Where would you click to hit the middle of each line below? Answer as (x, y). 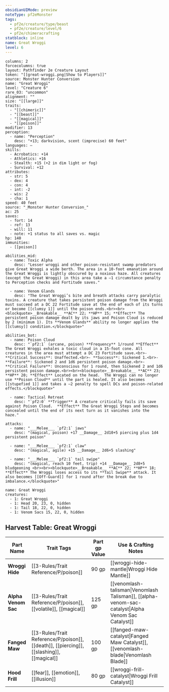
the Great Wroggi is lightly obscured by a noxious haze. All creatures (83, 273)
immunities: (18, 242)
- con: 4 (19, 185)
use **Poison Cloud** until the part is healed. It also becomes (75, 379)
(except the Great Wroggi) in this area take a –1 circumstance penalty (83, 278)
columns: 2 (17, 61)
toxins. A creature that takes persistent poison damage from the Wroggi (84, 300)
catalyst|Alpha (128, 609)
